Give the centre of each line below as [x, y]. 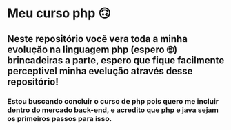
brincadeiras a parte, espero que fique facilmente [116, 60]
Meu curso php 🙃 [59, 13]
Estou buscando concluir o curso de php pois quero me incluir [113, 101]
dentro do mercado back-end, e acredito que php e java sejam [113, 110]
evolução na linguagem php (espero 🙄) [92, 49]
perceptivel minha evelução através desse [100, 71]
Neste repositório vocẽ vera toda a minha [98, 39]
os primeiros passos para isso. [60, 118]
